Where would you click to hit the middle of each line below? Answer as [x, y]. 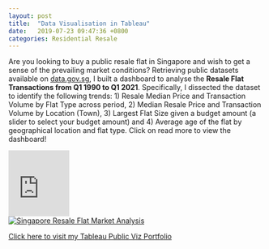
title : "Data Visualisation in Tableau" [79, 24]
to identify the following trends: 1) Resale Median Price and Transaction [127, 96]
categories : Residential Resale [63, 39]
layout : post [30, 16]
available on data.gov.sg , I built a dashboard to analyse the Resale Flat [126, 79]
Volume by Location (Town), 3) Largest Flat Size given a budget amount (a [132, 114]
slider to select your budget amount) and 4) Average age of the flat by [125, 122]
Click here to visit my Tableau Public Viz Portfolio [90, 237]
